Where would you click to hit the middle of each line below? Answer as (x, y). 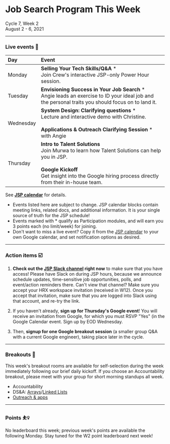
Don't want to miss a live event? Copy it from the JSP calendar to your (86, 232)
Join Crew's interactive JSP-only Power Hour (95, 75)
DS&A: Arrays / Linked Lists (40, 392)
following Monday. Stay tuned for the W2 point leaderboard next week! (79, 436)
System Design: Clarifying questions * (88, 110)
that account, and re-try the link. (46, 301)
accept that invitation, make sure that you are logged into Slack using (84, 295)
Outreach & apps (30, 397)
